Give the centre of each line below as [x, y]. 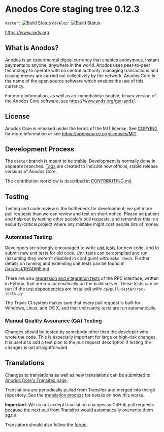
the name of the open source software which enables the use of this [74, 81]
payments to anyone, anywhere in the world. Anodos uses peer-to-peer [78, 65]
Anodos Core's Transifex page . [36, 380]
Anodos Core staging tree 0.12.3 [72, 9]
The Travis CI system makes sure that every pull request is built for [73, 303]
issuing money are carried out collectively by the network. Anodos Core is [80, 76]
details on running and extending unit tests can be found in [65, 263]
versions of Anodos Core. [31, 172]
